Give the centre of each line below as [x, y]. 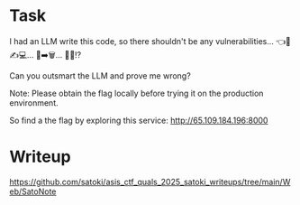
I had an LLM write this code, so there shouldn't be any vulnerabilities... [142, 41]
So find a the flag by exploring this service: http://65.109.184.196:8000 [139, 120]
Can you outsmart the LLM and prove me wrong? [100, 75]
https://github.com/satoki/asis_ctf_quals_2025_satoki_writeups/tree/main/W [150, 182]
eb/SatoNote [33, 191]
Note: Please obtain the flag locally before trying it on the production [136, 93]
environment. [34, 102]
